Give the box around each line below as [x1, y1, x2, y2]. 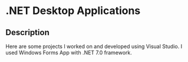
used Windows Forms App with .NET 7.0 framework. [5, 49, 132, 56]
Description [5, 27, 50, 37]
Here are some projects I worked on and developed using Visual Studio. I [5, 43, 183, 50]
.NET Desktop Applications [5, 4, 141, 18]
